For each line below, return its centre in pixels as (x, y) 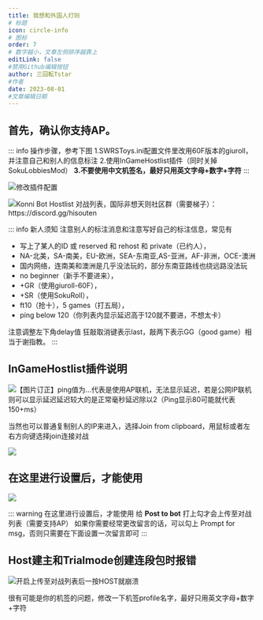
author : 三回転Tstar (40, 74)
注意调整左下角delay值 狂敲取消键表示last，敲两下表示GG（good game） (127, 332)
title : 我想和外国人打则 (44, 15)
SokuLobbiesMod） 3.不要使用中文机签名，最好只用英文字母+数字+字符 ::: (129, 171)
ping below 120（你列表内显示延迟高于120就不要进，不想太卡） (122, 315)
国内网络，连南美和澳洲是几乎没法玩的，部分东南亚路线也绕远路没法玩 (133, 266)
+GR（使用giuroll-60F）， (60, 286)
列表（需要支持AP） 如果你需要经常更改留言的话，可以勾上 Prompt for (122, 523)
